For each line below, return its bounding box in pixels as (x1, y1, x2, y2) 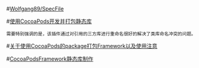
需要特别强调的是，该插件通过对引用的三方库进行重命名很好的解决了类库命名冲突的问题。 (6, 31, 196, 37)
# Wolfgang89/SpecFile (6, 5, 64, 12)
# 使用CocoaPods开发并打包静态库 (6, 18, 92, 25)
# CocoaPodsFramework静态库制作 (6, 55, 94, 63)
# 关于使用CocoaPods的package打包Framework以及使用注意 (6, 42, 158, 49)
